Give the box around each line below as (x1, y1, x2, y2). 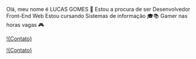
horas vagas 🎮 (6, 21, 44, 28)
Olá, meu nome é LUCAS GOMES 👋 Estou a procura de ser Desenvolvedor (6, 6, 191, 13)
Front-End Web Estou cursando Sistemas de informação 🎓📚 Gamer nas (6, 13, 188, 19)
